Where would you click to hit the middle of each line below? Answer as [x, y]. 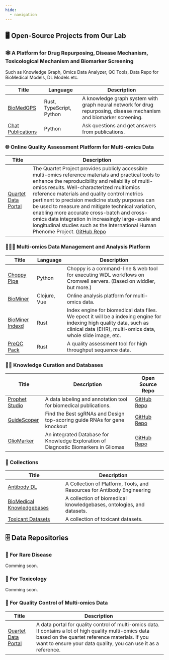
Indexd [16, 326]
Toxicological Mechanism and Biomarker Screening [69, 61]
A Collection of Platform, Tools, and [107, 484]
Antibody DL [22, 487]
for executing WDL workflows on [106, 275]
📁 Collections [22, 462]
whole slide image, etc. [94, 335]
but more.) [79, 287]
